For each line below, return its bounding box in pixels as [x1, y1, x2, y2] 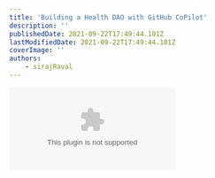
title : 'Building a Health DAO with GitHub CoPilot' [9, 12, 208, 22]
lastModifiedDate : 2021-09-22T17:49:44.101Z [9, 37, 176, 47]
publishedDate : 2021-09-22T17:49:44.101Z [9, 29, 165, 38]
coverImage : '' [9, 46, 65, 55]
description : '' [9, 21, 69, 30]
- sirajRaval [25, 63, 73, 72]
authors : [9, 54, 42, 63]
